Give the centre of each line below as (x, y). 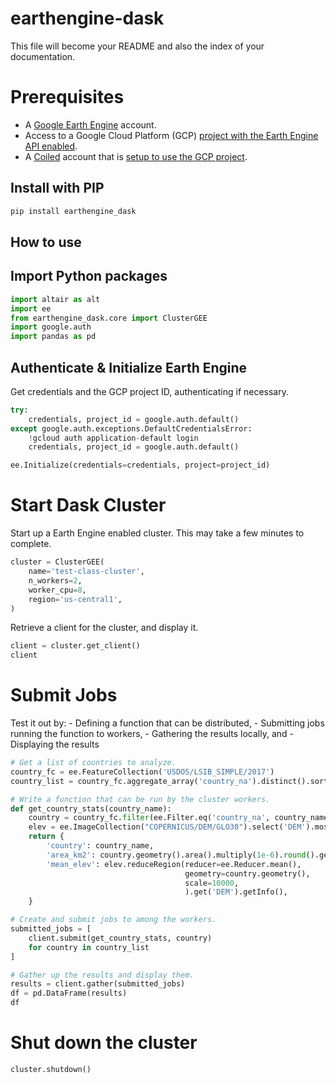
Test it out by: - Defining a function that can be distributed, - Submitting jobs (167, 723)
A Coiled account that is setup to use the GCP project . (136, 156)
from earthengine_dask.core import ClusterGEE (109, 318)
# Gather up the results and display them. (102, 975)
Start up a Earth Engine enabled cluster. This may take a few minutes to (157, 533)
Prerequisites (67, 97)
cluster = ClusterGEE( (57, 562)
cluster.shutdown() (51, 1070)
